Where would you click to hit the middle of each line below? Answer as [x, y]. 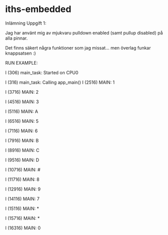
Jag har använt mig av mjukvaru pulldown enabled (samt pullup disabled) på [84, 33]
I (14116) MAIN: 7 [22, 198]
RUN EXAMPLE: [22, 63]
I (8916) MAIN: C [22, 150]
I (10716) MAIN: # [23, 169]
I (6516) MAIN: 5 [22, 121]
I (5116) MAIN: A [22, 111]
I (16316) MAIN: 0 [23, 228]
